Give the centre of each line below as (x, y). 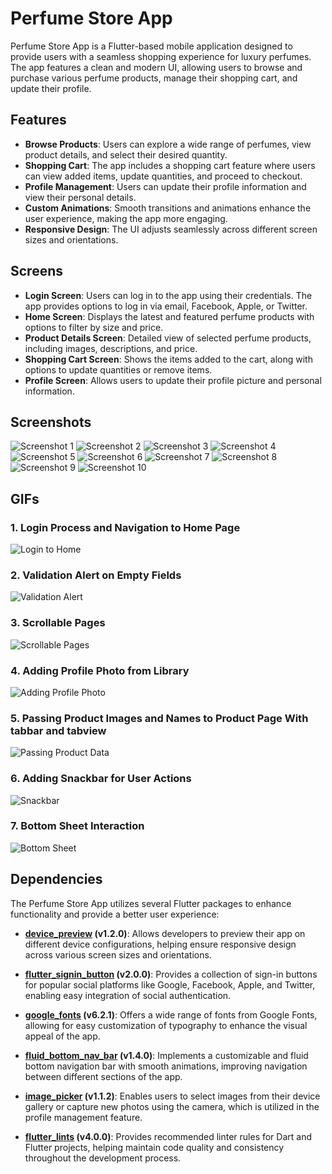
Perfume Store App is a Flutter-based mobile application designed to (151, 46)
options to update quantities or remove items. (118, 369)
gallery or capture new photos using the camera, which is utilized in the (172, 1106)
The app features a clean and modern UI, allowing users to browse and (156, 67)
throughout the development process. (103, 1158)
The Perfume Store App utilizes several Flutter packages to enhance (151, 903)
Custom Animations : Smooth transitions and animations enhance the (168, 208)
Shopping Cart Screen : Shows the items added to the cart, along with (168, 359)
